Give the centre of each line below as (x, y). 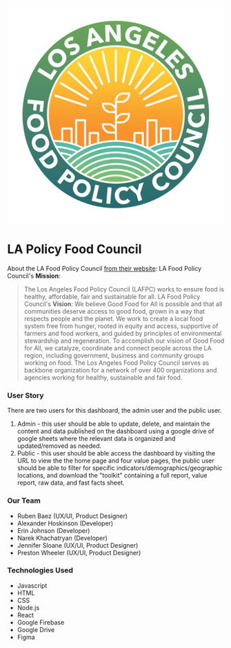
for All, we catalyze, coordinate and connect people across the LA (118, 348)
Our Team (24, 501)
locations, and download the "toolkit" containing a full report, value (112, 476)
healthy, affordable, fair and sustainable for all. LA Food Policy (112, 296)
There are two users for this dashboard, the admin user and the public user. (114, 411)
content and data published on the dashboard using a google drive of (115, 431)
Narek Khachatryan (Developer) (62, 538)
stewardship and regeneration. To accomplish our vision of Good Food (124, 341)
